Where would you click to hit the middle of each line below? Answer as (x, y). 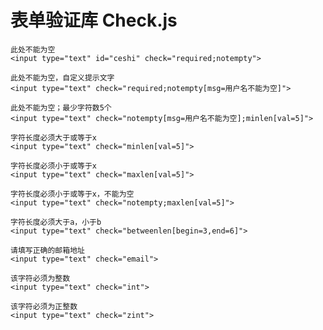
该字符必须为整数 (40, 278)
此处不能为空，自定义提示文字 (62, 77)
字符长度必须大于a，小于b (56, 222)
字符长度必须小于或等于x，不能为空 (72, 194)
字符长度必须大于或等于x (53, 137)
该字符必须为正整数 (44, 306)
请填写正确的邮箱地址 (47, 250)
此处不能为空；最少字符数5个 (61, 107)
